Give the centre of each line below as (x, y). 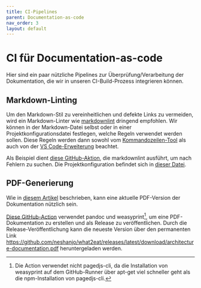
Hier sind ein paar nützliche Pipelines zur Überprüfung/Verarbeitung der (95, 75)
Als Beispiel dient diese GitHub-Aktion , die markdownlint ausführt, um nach (99, 158)
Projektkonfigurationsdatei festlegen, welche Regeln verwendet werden (94, 133)
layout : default (26, 28)
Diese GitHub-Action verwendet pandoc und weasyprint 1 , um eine (87, 216)
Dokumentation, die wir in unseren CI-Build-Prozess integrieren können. (95, 81)
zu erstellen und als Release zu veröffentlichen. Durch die (116, 223)
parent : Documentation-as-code (45, 17)
